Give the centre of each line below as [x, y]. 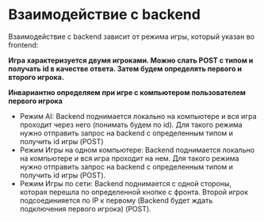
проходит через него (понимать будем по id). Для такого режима [131, 124]
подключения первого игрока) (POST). [86, 208]
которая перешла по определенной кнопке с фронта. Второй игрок [134, 192]
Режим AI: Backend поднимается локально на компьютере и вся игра [138, 116]
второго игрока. [36, 77]
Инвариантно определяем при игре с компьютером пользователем [127, 92]
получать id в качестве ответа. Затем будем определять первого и [125, 68]
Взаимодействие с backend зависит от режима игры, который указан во [132, 36]
